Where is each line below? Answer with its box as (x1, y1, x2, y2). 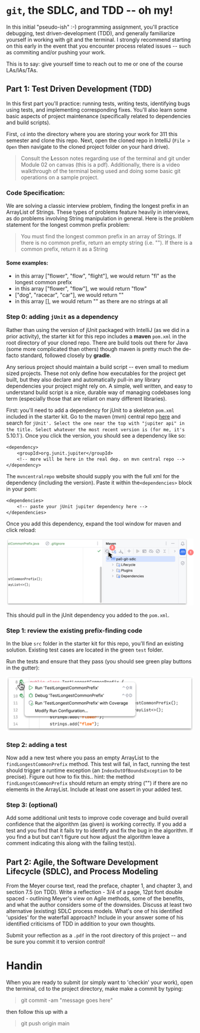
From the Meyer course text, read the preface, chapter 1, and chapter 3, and (6, 882, 192, 890)
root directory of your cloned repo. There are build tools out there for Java (6, 339, 189, 346)
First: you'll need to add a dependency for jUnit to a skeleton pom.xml (6, 407, 174, 414)
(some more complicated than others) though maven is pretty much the (6, 345, 182, 352)
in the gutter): (6, 664, 40, 671)
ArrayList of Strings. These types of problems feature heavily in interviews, (6, 208, 190, 216)
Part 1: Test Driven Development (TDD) (6, 84, 152, 94)
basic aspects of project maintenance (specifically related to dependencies (6, 112, 191, 119)
